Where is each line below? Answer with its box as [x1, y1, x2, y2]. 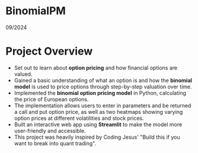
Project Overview [5, 44, 93, 58]
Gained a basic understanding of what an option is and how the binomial [14, 76, 192, 84]
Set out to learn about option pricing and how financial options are [14, 64, 178, 71]
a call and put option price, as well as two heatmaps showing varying [14, 108, 183, 115]
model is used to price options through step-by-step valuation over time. [14, 83, 192, 90]
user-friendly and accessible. [14, 127, 87, 134]
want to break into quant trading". [14, 139, 96, 146]
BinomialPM [5, 4, 66, 18]
